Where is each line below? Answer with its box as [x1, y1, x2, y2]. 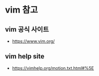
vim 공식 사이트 [5, 25, 49, 33]
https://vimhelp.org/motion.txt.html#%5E [12, 65, 94, 71]
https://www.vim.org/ [12, 38, 55, 44]
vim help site [5, 52, 45, 61]
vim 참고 [5, 4, 38, 15]
